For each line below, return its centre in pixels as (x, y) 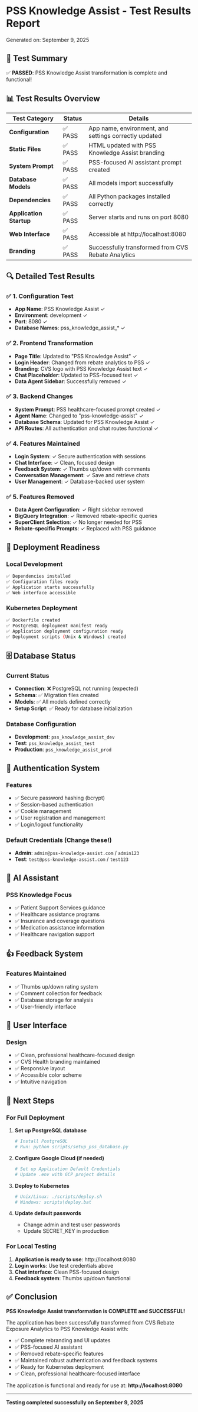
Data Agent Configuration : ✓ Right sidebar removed (79, 510)
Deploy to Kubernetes (42, 1186)
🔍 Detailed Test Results (51, 276)
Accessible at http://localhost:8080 (137, 234)
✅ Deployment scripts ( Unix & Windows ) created (66, 637)
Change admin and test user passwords (72, 1225)
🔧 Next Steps (30, 1101)
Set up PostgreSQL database (51, 1131)
